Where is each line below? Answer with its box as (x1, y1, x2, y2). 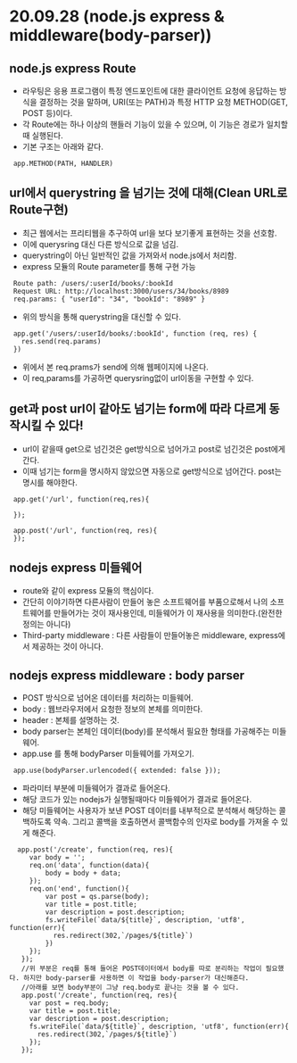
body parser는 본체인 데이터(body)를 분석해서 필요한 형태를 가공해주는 (21, 726, 270, 737)
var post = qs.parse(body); (45, 893, 150, 901)
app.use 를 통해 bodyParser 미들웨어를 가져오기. (21, 748, 194, 760)
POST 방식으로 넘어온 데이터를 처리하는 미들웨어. (21, 693, 194, 703)
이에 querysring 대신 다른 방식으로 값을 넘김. (21, 238, 179, 249)
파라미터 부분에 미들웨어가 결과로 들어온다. (21, 783, 171, 793)
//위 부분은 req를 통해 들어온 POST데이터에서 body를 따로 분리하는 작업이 (21, 964, 262, 974)
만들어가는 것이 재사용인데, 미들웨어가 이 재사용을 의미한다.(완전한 (53, 608, 283, 619)
